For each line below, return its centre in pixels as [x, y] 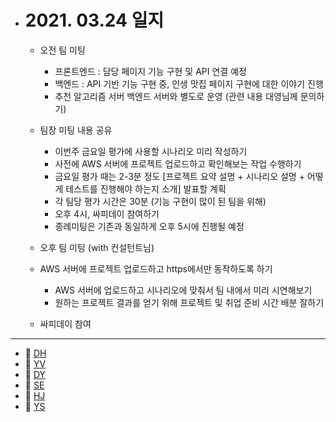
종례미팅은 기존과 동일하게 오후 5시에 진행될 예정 [149, 226]
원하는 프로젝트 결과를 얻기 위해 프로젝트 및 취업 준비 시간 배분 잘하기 [189, 302]
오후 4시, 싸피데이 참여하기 [107, 213]
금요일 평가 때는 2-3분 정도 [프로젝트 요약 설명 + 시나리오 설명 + [179, 176]
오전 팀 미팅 [62, 50]
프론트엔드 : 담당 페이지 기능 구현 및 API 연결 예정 [150, 71]
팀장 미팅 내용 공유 [76, 130]
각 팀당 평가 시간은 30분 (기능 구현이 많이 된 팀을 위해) [160, 201]
